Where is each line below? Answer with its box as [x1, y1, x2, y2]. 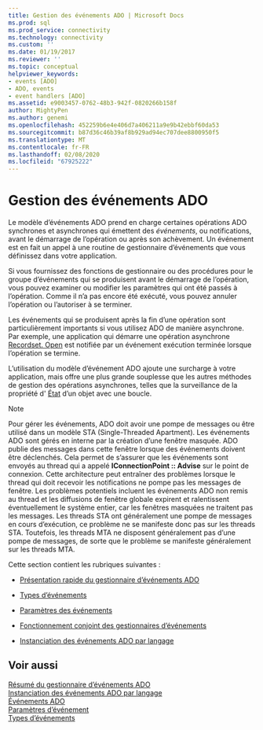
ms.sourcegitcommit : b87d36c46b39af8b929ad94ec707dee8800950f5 [8, 128, 220, 136]
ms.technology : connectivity [8, 33, 104, 42]
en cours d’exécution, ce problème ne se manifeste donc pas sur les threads [8, 520, 256, 529]
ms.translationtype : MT [8, 135, 86, 144]
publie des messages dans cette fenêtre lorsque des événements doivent [8, 444, 246, 454]
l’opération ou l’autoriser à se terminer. [8, 300, 133, 309]
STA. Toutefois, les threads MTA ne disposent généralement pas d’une [8, 528, 236, 537]
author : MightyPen [8, 107, 68, 115]
